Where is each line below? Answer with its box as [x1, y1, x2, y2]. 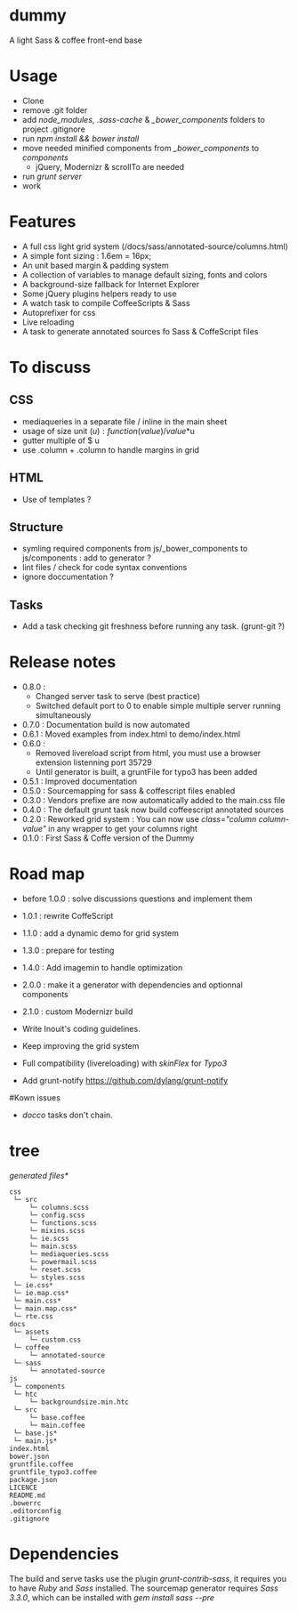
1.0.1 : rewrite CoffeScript [21, 911, 114, 922]
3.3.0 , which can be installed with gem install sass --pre [9, 1592, 215, 1602]
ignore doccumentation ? [21, 571, 114, 583]
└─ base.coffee [28, 1414, 86, 1423]
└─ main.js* [12, 1437, 58, 1446]
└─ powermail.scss [28, 1258, 98, 1267]
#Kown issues [9, 1092, 60, 1103]
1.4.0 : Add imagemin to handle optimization [21, 963, 183, 973]
